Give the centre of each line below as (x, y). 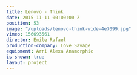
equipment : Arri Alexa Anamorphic (50, 51)
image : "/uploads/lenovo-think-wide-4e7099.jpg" (69, 29)
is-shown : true (25, 57)
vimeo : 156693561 (28, 34)
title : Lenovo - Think (35, 12)
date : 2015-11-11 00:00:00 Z (43, 18)
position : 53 (23, 23)
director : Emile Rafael (36, 40)
